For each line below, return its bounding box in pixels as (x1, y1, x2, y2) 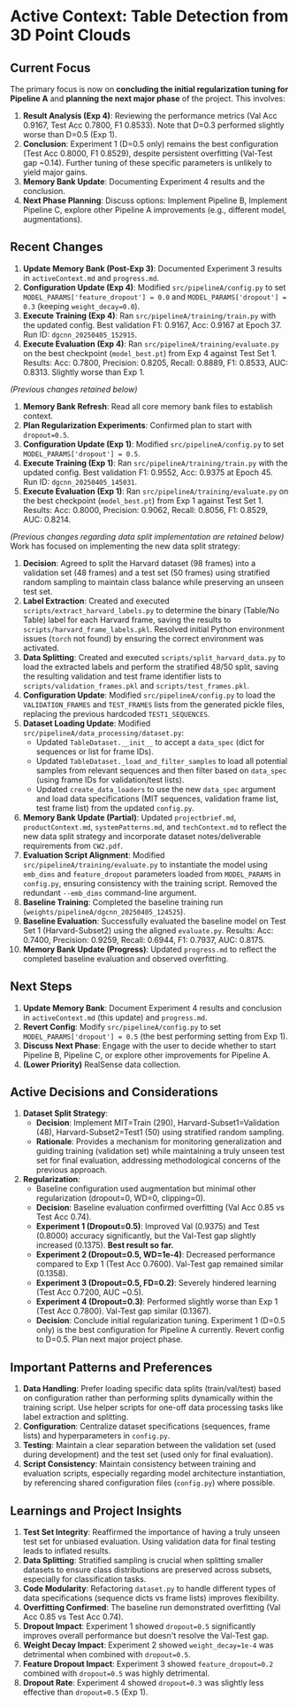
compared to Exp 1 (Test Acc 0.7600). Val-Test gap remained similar (35, 1258, 284, 1269)
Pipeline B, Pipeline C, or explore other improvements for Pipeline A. (22, 1049, 270, 1060)
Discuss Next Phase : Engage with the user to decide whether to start (22, 1040, 277, 1051)
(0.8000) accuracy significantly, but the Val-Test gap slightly (35, 1230, 256, 1242)
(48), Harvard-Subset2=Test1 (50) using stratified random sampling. (35, 1127, 285, 1138)
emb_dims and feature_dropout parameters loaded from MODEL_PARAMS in (22, 869, 281, 879)
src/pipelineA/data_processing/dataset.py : (22, 727, 185, 737)
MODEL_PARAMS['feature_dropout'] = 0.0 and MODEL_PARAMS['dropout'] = (22, 291, 287, 302)
